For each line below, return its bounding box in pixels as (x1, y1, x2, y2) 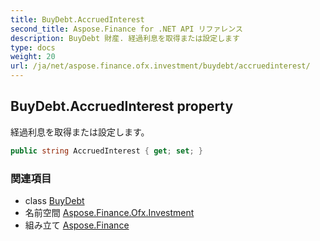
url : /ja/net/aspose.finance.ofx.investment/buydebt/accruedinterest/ (10, 61, 311, 71)
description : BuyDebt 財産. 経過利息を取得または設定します (10, 33, 240, 43)
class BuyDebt (24, 194, 85, 206)
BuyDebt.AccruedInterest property (10, 98, 234, 115)
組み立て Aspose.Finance (24, 219, 130, 231)
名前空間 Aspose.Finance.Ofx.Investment (24, 206, 195, 218)
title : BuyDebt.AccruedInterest (10, 14, 145, 25)
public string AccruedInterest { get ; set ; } (10, 146, 203, 156)
